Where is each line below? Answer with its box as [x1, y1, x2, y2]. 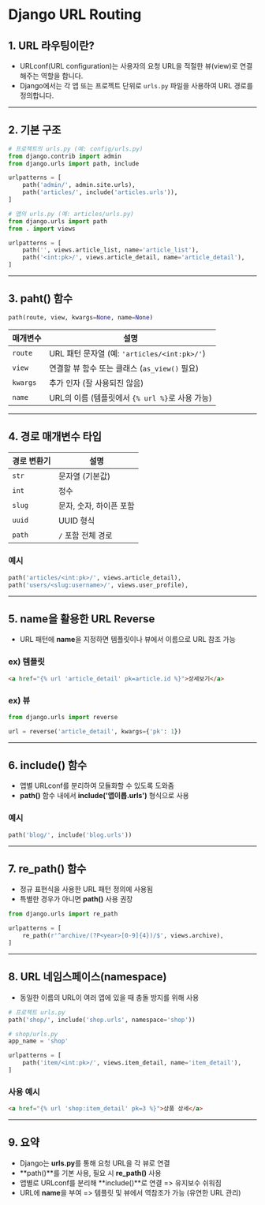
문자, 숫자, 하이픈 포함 [58, 500, 135, 511]
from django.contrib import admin [8, 152, 122, 160]
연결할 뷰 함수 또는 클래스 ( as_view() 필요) [48, 363, 200, 374]
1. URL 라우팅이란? [8, 39, 95, 52]
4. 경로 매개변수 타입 [8, 430, 103, 443]
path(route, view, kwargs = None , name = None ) [8, 313, 154, 321]
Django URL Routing [8, 6, 142, 24]
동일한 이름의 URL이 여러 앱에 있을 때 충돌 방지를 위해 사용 [19, 992, 200, 1002]
